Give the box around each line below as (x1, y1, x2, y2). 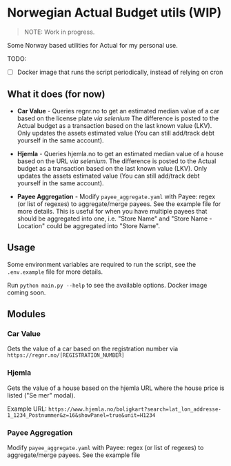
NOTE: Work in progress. (23, 28, 95, 36)
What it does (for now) (7, 88, 106, 100)
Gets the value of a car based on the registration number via (7, 344, 179, 353)
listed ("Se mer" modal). (7, 391, 76, 399)
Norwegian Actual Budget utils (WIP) (7, 5, 222, 21)
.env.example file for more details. (7, 268, 103, 276)
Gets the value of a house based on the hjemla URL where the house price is (7, 384, 225, 392)
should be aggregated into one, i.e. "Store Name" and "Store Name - (17, 214, 212, 223)
